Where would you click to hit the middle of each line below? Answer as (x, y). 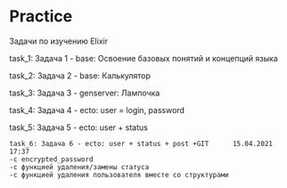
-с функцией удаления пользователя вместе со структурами (119, 175)
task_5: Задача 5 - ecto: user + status (79, 127)
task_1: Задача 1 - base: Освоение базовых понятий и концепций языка (143, 58)
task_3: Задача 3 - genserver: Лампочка (85, 93)
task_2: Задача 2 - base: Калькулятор (80, 75)
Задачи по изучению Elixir (59, 41)
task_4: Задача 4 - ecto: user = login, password (97, 110)
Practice (41, 16)
